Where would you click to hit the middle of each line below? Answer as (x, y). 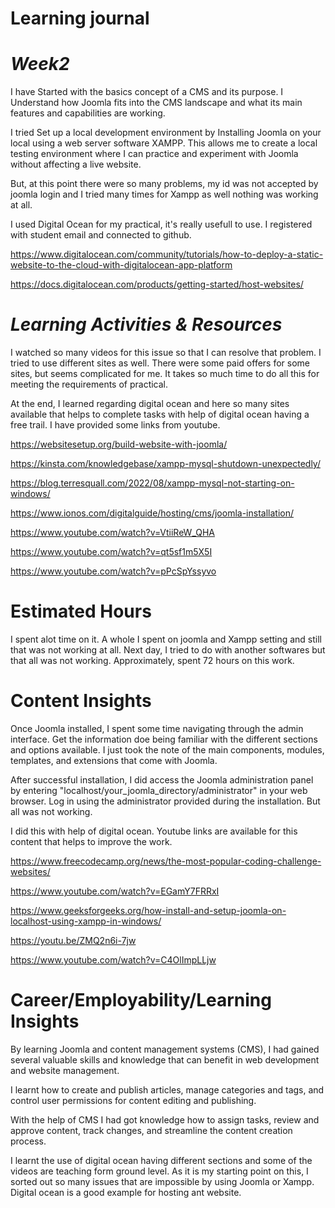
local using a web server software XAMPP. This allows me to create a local (164, 143)
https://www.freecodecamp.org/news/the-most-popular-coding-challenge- (166, 861)
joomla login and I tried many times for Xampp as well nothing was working (164, 194)
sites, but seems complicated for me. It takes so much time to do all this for (165, 374)
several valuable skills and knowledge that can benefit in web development (165, 1059)
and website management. (65, 1070)
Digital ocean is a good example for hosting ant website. (126, 1192)
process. (28, 1141)
